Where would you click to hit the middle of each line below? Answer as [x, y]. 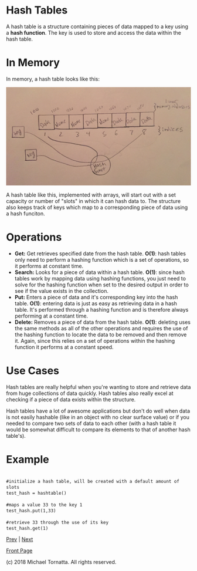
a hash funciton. [26, 213]
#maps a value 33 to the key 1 [44, 505]
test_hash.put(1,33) [31, 511]
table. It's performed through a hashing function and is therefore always [101, 309]
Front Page [19, 551]
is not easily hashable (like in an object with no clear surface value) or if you [98, 417]
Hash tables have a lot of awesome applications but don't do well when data [98, 411]
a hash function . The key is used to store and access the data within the [94, 32]
